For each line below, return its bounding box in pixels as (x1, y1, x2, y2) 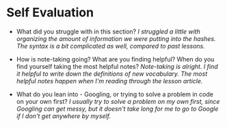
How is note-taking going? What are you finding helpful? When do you (16, 55, 215, 63)
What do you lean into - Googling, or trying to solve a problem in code (16, 90, 213, 98)
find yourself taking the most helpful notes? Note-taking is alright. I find (16, 62, 218, 70)
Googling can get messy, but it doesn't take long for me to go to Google (16, 104, 219, 113)
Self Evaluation (6, 5, 94, 20)
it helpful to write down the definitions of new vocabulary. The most (16, 70, 208, 78)
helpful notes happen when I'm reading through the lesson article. (16, 76, 203, 85)
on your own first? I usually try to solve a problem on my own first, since (16, 97, 220, 105)
